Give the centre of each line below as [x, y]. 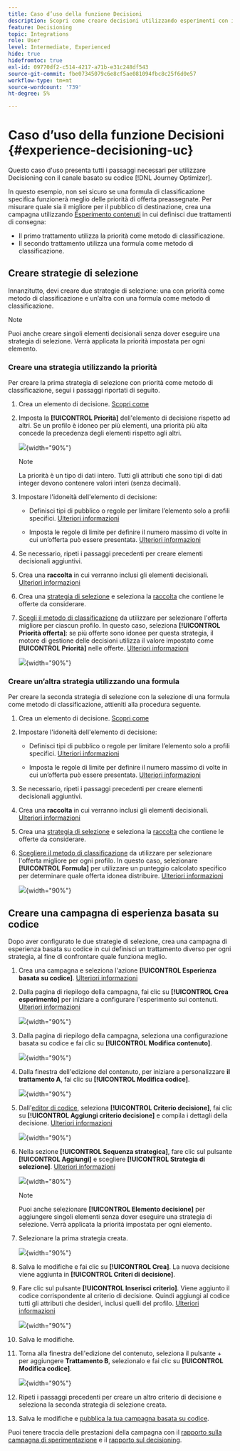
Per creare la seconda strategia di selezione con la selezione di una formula [119, 697]
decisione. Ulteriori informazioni [65, 1123]
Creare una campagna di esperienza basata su [114, 913]
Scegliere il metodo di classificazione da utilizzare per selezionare [115, 853]
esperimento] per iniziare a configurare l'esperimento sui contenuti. [118, 1000]
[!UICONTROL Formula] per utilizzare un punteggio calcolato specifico [122, 868]
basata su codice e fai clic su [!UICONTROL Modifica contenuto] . [115, 1043]
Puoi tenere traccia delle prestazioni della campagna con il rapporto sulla [115, 1432]
